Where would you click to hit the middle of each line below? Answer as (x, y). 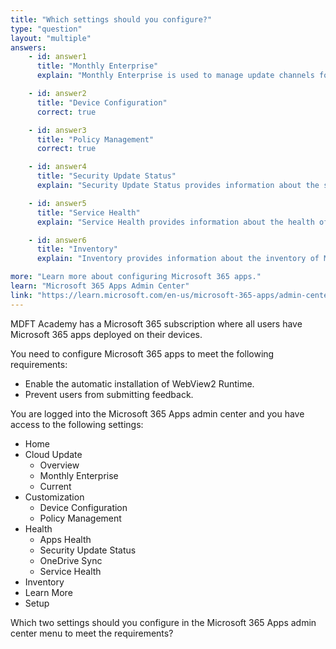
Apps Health (65, 539)
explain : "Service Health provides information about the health (175, 222)
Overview (59, 465)
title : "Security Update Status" (106, 176)
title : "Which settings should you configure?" (111, 19)
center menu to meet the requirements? (92, 633)
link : (21, 295)
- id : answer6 (57, 240)
